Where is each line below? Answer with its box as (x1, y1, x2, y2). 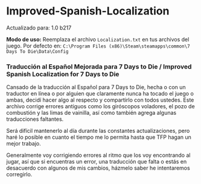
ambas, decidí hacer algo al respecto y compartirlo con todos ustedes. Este (6, 96, 194, 103)
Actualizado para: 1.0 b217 (6, 24, 72, 31)
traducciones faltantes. (6, 115, 64, 123)
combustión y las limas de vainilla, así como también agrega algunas (6, 109, 177, 117)
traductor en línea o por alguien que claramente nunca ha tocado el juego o (6, 90, 194, 97)
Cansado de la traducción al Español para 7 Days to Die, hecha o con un (6, 84, 186, 91)
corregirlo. (6, 171, 33, 178)
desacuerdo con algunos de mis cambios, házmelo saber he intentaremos (6, 164, 190, 172)
